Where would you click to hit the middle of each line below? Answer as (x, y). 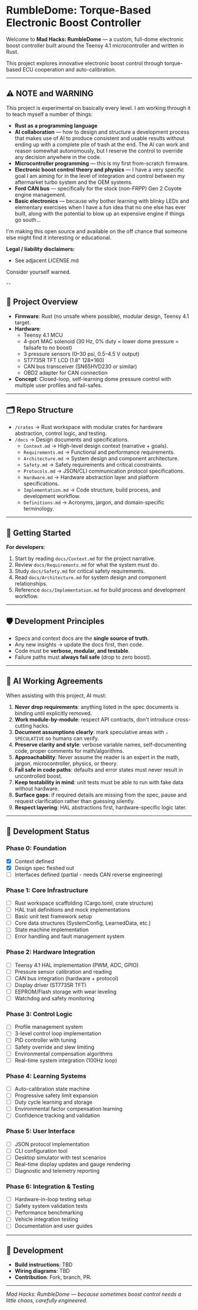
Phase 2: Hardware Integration (51, 952)
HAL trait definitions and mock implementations (72, 910)
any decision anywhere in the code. (58, 157)
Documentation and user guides (54, 1226)
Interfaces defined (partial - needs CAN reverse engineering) (89, 875)
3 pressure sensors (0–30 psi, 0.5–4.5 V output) (81, 354)
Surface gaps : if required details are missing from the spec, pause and (101, 795)
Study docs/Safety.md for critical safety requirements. (80, 571)
